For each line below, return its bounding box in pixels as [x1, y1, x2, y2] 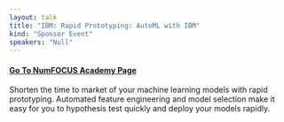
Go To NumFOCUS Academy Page [9, 65, 138, 75]
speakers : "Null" [9, 37, 74, 47]
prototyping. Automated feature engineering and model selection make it [9, 94, 275, 104]
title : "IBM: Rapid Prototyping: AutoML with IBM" [9, 21, 201, 30]
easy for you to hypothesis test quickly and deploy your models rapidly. [9, 103, 271, 114]
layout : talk [9, 12, 58, 22]
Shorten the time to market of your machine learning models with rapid [9, 85, 268, 95]
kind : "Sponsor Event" [9, 29, 93, 38]
